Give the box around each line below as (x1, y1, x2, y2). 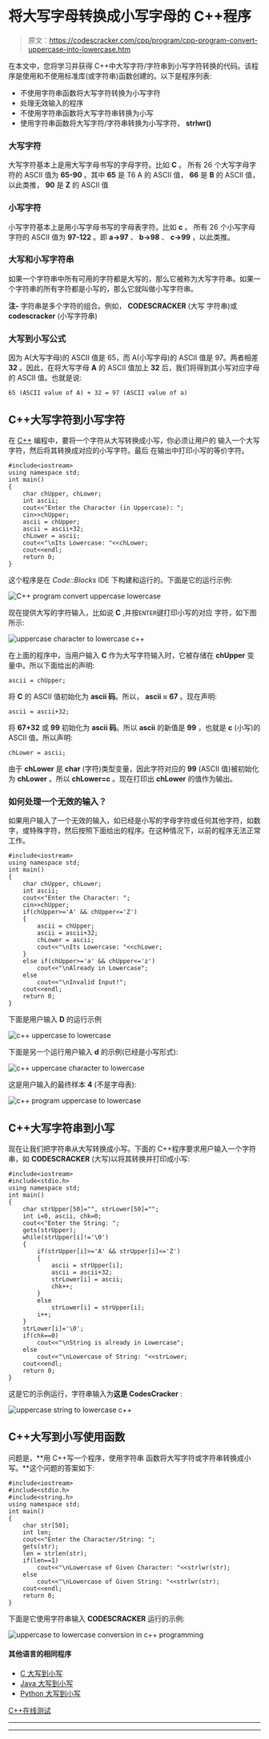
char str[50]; (22, 1521, 70, 1529)
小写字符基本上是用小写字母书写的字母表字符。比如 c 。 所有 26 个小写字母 (8, 222, 256, 231)
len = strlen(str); (22, 1549, 88, 1557)
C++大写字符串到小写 (8, 1121, 115, 1135)
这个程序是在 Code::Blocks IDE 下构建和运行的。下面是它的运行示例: (8, 575, 233, 585)
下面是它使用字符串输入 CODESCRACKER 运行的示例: (8, 1614, 186, 1623)
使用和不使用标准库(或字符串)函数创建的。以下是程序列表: (22, 71, 212, 80)
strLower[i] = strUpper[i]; (50, 1304, 146, 1312)
